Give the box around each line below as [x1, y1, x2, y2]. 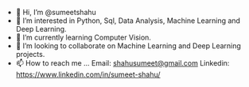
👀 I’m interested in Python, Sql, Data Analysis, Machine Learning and [15, 16, 241, 25]
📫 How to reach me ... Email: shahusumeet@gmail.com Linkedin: [15, 59, 230, 67]
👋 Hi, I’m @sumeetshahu [15, 8, 97, 17]
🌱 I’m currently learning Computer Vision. [15, 32, 151, 42]
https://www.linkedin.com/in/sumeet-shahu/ [15, 70, 161, 79]
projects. [15, 50, 45, 59]
